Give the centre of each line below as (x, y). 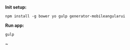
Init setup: (16, 7)
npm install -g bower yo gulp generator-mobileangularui (65, 16)
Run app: (15, 25)
